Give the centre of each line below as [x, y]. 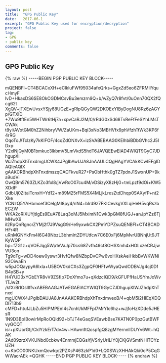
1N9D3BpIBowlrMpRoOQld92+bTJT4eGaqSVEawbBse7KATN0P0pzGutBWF [82, 319]
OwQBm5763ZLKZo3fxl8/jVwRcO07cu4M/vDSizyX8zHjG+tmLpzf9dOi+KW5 [83, 182]
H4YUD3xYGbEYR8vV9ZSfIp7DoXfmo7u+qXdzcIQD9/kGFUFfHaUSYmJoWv [83, 277]
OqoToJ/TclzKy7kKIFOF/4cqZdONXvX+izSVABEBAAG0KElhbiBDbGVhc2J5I [82, 140]
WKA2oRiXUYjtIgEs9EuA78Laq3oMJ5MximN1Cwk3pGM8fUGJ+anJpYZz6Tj [83, 214]
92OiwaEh [16, 261]
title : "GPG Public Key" [32, 14]
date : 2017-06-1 [24, 19]
